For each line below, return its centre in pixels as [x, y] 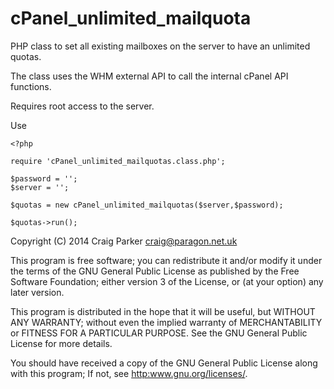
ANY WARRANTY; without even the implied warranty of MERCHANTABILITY [166, 322]
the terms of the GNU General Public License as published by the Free [155, 271]
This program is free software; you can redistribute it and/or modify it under [166, 260]
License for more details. [61, 343]
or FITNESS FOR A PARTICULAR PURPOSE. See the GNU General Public [159, 333]
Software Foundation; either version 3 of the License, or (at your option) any [167, 281]
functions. [31, 86]
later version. [37, 292]
